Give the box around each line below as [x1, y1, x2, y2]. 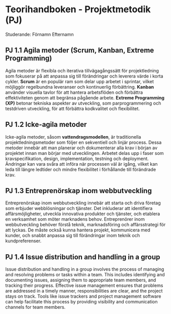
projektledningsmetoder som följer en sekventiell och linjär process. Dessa [5, 139, 162, 145]
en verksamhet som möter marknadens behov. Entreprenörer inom [5, 216, 145, 222]
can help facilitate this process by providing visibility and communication [5, 299, 158, 305]
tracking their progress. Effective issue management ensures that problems [5, 282, 163, 289]
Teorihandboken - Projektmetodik [5, 4, 151, 15]
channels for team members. [5, 304, 66, 310]
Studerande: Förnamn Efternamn [5, 31, 74, 37]
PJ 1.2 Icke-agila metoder [5, 120, 87, 129]
